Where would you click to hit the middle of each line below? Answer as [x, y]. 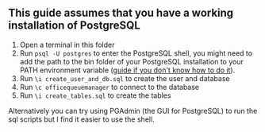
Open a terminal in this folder [67, 45]
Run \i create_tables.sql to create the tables [95, 95]
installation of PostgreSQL [74, 26]
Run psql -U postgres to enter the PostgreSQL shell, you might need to [136, 53]
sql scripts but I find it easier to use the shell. [81, 119]
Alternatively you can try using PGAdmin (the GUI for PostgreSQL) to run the [133, 111]
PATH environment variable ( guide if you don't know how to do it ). [127, 70]
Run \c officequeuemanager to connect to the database [109, 87]
